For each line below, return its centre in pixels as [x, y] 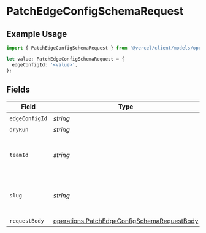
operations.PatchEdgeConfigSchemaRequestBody [126, 221]
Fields [18, 89]
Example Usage [37, 34]
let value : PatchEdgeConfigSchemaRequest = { [65, 59]
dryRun [19, 130]
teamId [19, 155]
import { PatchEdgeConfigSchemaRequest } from [67, 48]
